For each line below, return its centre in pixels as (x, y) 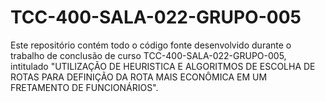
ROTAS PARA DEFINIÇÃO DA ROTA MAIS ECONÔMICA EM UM (139, 77)
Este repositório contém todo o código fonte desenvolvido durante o (151, 45)
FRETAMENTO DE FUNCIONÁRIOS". (84, 87)
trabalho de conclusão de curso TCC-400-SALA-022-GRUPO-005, (148, 55)
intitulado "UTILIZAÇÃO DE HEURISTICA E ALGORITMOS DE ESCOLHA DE (163, 66)
